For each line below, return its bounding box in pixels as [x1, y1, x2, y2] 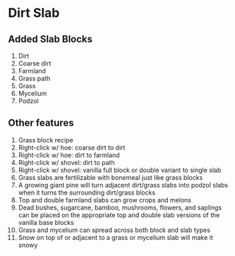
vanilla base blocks [18, 218, 75, 226]
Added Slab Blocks [8, 33, 92, 45]
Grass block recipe [18, 135, 73, 144]
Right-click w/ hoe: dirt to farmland [18, 150, 120, 159]
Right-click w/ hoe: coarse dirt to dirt [18, 143, 126, 152]
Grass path [18, 74, 51, 83]
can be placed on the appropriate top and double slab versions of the [18, 210, 220, 219]
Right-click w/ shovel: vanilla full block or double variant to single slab [18, 166, 222, 174]
